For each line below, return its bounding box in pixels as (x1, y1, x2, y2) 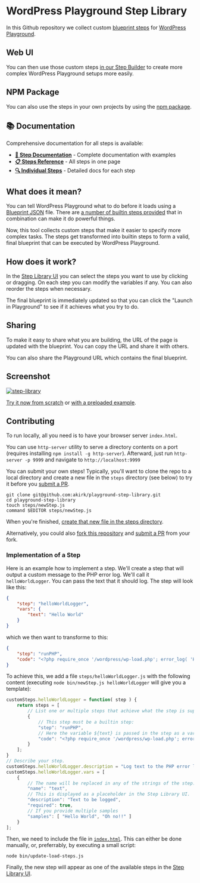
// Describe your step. (6, 758, 65, 764)
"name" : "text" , (27, 786, 68, 792)
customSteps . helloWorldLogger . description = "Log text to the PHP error (6, 763, 190, 770)
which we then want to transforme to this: (6, 633, 108, 641)
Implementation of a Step (6, 551, 81, 559)
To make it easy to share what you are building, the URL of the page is (6, 336, 179, 343)
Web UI (6, 48, 34, 58)
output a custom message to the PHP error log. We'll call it (6, 571, 150, 578)
